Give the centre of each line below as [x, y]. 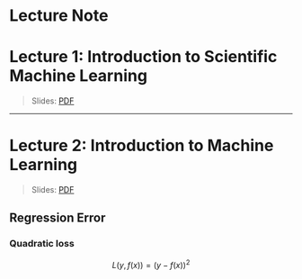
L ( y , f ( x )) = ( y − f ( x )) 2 [151, 264]
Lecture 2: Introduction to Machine [142, 146]
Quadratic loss [42, 244]
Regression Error [58, 218]
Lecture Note [59, 16]
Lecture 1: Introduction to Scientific [143, 57]
